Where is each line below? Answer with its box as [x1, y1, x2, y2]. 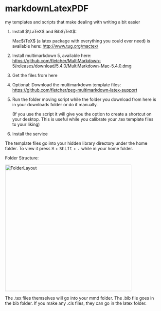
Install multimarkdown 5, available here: [12, 52, 91, 58]
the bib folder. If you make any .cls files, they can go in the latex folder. [5, 300, 147, 306]
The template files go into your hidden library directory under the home [5, 140, 147, 146]
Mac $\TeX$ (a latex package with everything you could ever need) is [12, 38, 151, 44]
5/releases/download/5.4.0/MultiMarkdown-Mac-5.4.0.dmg [12, 63, 132, 69]
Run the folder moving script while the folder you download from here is [12, 96, 157, 102]
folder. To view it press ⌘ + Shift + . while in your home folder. [5, 145, 133, 151]
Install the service [12, 131, 48, 136]
